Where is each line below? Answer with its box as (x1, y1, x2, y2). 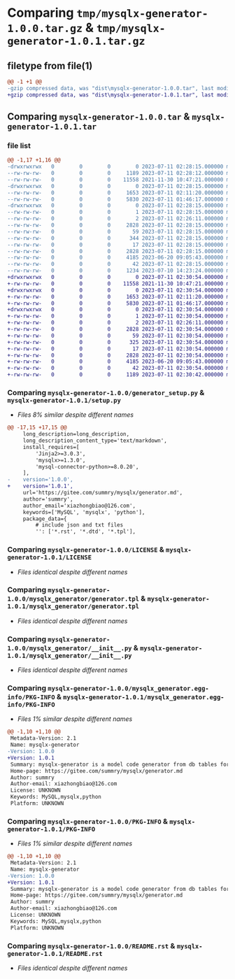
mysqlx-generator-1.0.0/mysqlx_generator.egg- (48, 685, 209, 693)
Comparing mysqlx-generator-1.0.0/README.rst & (7, 941, 176, 950)
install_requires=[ (22, 443, 80, 450)
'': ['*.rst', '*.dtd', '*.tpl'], (35, 528, 136, 536)
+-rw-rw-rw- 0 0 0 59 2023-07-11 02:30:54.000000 (7, 332, 224, 339)
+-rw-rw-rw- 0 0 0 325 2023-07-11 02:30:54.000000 (7, 338, 224, 345)
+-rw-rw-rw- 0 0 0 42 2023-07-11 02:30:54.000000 (7, 365, 224, 372)
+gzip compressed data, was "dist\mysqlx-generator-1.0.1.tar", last (7, 91, 215, 99)
